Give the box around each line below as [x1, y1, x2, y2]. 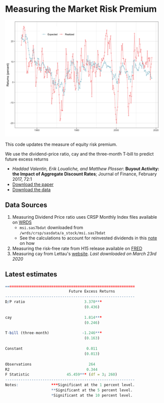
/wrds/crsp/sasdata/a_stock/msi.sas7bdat [19, 231, 106, 235]
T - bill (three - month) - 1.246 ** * [5, 331, 102, 336]
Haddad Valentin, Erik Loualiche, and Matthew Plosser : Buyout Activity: [12, 166, 160, 171]
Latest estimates [5, 270, 57, 279]
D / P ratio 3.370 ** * [5, 300, 102, 304]
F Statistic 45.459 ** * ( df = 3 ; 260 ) [5, 372, 118, 377]
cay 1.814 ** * [5, 315, 102, 320]
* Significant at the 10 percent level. [51, 393, 133, 398]
